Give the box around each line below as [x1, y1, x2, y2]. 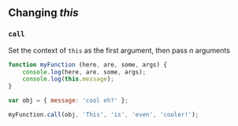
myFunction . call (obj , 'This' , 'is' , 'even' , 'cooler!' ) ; [8, 111, 199, 119]
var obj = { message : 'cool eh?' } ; [8, 97, 128, 105]
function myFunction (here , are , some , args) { [8, 60, 168, 69]
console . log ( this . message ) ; [22, 75, 114, 83]
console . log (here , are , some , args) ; [22, 68, 147, 76]
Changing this [8, 6, 79, 20]
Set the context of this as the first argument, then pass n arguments [8, 45, 231, 55]
